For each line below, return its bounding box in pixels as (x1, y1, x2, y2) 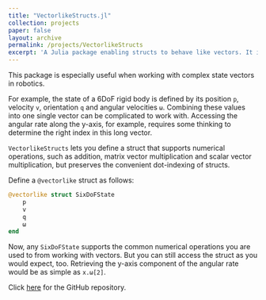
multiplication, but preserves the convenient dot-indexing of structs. (8, 160, 230, 169)
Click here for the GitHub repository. (8, 283, 127, 292)
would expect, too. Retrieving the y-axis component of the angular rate (8, 259, 239, 268)
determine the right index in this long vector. (8, 128, 153, 137)
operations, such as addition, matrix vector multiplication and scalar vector (8, 152, 252, 161)
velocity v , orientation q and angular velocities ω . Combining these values (8, 102, 245, 112)
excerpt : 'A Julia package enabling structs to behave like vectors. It (8, 48, 253, 56)
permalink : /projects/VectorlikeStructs (8, 41, 144, 49)
